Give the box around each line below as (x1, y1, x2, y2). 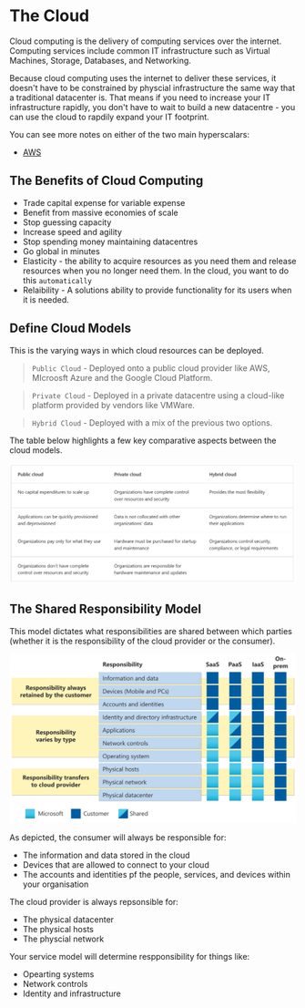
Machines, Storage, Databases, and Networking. (9, 55, 191, 66)
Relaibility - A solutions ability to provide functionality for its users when (22, 284, 292, 295)
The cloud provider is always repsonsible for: (9, 897, 179, 908)
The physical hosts (22, 924, 94, 935)
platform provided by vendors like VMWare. (31, 399, 196, 410)
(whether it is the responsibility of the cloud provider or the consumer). (9, 635, 276, 646)
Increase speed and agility (22, 226, 123, 237)
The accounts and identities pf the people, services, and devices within (22, 869, 291, 880)
